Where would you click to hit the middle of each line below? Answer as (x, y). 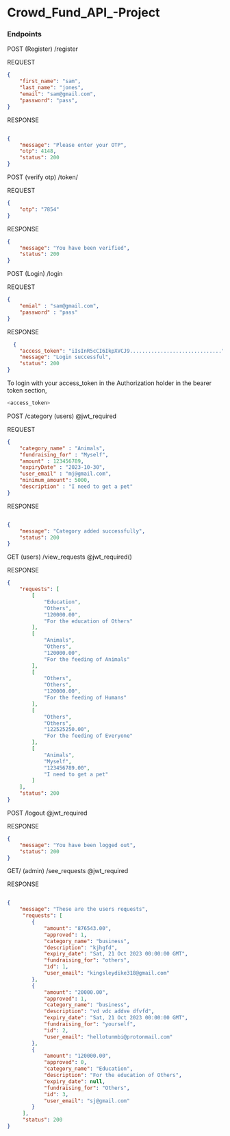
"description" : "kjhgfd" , (80, 948)
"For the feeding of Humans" (85, 698)
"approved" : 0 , (65, 1063)
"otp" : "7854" (39, 209)
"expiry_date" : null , (75, 1081)
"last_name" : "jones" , (52, 88)
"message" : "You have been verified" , (75, 248)
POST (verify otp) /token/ (43, 177)
